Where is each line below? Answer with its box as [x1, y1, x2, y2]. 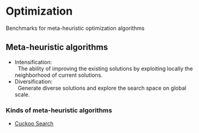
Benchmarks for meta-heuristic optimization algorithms [5, 24, 145, 32]
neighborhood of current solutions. [14, 71, 103, 79]
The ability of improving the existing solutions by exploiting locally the [17, 65, 194, 72]
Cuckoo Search [14, 120, 54, 128]
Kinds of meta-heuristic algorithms [5, 106, 112, 114]
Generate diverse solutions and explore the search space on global [17, 84, 187, 92]
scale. [14, 90, 30, 98]
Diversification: [14, 77, 53, 85]
